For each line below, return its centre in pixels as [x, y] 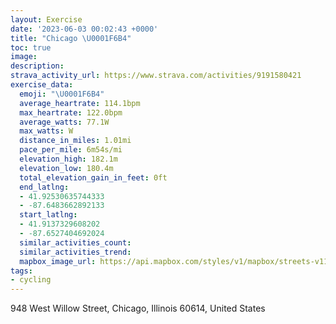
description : [37, 66]
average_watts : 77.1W [64, 122]
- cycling [31, 280]
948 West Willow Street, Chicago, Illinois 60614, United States [138, 308]
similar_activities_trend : [75, 252]
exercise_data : [42, 85]
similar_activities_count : [75, 242]
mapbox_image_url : [58, 261]
